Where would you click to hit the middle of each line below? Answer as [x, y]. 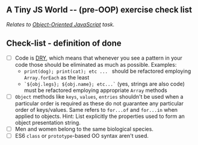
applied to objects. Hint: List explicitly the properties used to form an [100, 116]
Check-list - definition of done [64, 44]
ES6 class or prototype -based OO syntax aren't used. [82, 135]
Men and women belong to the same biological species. [84, 129]
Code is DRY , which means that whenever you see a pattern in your [98, 58]
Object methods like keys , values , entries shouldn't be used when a [99, 96]
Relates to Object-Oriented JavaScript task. [60, 24]
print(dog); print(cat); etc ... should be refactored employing [107, 71]
